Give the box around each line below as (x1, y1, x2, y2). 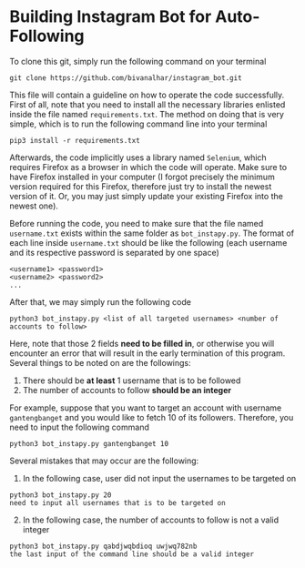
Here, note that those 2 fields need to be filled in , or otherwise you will (9, 338, 275, 349)
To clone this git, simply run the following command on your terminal (9, 56, 267, 66)
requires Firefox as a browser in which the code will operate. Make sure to (9, 161, 288, 172)
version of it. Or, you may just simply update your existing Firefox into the (9, 190, 284, 201)
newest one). (9, 200, 59, 211)
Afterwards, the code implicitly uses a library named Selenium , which (9, 152, 267, 163)
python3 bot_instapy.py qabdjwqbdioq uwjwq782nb (9, 542, 198, 551)
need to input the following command (9, 421, 150, 432)
